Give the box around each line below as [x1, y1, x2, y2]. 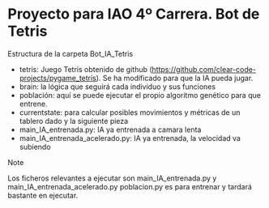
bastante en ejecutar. [7, 190, 79, 200]
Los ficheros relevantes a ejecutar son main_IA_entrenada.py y [7, 173, 217, 183]
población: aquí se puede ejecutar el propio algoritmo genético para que [19, 90, 261, 100]
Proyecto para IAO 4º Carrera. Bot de [7, 5, 260, 23]
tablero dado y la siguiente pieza [19, 116, 129, 125]
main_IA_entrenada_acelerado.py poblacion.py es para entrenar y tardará [7, 181, 253, 191]
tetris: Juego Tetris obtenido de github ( [19, 64, 152, 74]
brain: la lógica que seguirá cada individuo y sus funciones [19, 82, 216, 91]
